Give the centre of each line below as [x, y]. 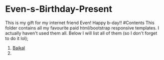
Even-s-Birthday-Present [59, 9]
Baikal [19, 48]
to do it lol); [17, 38]
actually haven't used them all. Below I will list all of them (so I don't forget [81, 33]
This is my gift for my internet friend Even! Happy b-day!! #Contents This [80, 23]
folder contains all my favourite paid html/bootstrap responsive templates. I [82, 28]
